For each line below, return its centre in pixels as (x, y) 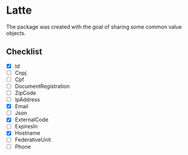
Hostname (27, 133)
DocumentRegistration (42, 86)
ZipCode (25, 93)
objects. (16, 33)
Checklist (24, 52)
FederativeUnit (33, 140)
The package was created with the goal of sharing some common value (94, 27)
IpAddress (27, 100)
